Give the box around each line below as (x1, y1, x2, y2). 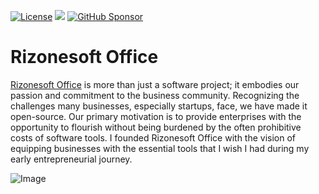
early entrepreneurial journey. (10, 153, 133, 165)
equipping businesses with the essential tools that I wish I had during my (10, 142, 310, 154)
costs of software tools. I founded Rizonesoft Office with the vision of (10, 131, 297, 144)
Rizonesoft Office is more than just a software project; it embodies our (10, 78, 300, 90)
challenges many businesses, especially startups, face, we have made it (10, 100, 308, 112)
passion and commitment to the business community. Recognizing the (10, 89, 300, 101)
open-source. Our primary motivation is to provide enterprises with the (10, 110, 302, 122)
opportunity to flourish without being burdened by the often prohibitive (10, 121, 302, 133)
